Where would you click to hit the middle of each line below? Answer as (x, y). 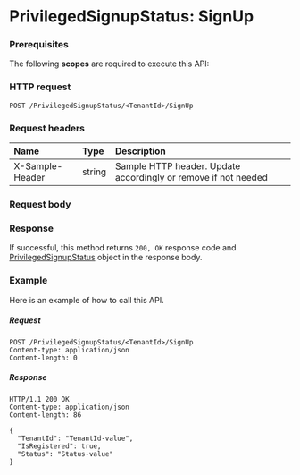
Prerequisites (39, 45)
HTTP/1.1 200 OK (39, 399)
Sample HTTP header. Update (178, 166)
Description (141, 151)
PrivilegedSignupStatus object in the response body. (106, 258)
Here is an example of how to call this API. (87, 300)
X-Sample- (38, 166)
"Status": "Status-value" (66, 454)
